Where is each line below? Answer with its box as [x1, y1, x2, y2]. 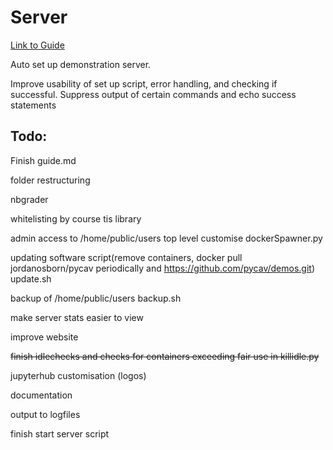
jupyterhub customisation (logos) [10, 369, 147, 381]
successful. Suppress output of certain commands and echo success [10, 88, 297, 100]
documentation [10, 389, 73, 401]
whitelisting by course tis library [10, 212, 142, 225]
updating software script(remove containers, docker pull [10, 251, 243, 263]
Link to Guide [10, 39, 65, 51]
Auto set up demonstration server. [10, 58, 152, 70]
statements [10, 99, 57, 111]
